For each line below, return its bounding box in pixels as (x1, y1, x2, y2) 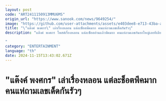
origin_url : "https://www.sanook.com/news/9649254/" (5, 16, 116, 21)
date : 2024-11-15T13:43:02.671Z (5, 53, 72, 58)
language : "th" (5, 48, 37, 53)
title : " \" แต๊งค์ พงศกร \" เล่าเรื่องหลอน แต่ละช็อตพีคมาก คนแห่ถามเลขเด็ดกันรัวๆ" (5, 26, 133, 31)
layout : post (5, 7, 32, 12)
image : (5, 21, 19, 26)
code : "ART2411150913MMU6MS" (5, 12, 65, 17)
